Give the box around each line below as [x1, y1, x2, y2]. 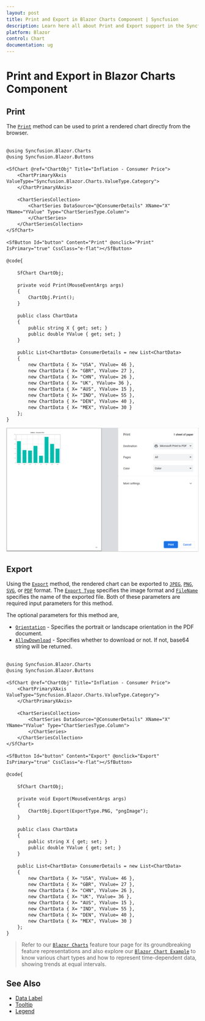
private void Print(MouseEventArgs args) [17, 282, 124, 288]
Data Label [15, 994, 43, 1001]
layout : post [6, 10, 40, 16]
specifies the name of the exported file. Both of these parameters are [6, 593, 181, 601]
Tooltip [15, 1001, 33, 1008]
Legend [15, 1007, 35, 1014]
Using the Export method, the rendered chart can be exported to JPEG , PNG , [6, 580, 193, 588]
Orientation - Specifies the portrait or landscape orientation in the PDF [15, 623, 194, 631]
